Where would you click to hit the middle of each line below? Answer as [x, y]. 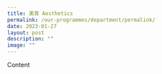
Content [19, 65]
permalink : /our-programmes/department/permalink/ [81, 20]
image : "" [21, 45]
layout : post [26, 33]
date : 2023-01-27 [32, 26]
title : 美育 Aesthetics [40, 13]
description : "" [30, 39]
